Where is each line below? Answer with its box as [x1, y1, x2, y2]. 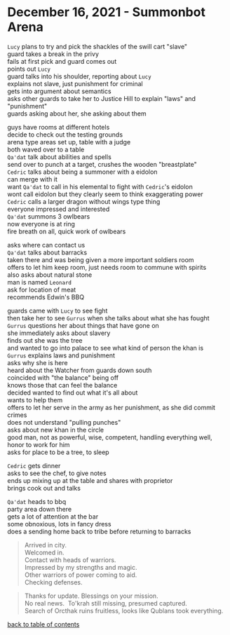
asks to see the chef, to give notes [7, 469, 107, 477]
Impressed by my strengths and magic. [24, 563, 138, 571]
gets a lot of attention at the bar [7, 512, 99, 521]
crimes [7, 411, 27, 419]
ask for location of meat [7, 285, 76, 294]
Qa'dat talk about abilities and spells [7, 152, 112, 161]
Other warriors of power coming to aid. [24, 571, 137, 579]
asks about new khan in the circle [7, 425, 104, 434]
